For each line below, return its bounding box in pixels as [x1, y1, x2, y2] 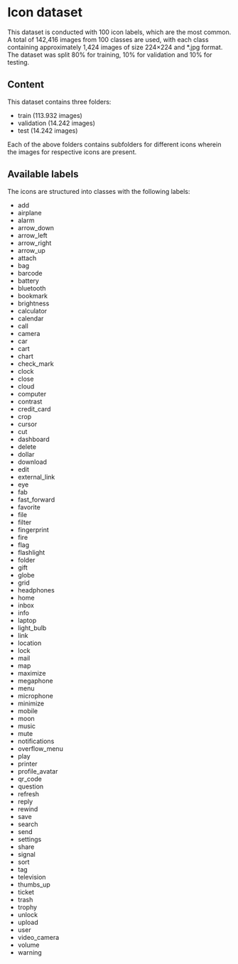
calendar [17, 314, 44, 323]
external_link [17, 472, 55, 481]
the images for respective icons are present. [7, 147, 137, 156]
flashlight [17, 548, 45, 556]
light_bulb [17, 623, 47, 632]
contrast [17, 397, 43, 406]
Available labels [7, 168, 79, 180]
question [17, 782, 44, 791]
